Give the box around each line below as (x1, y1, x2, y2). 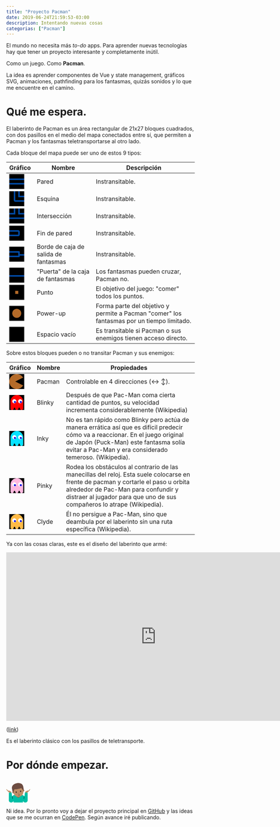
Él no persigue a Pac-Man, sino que (66, 510, 168, 518)
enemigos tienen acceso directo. (95, 334, 188, 342)
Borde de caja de (36, 243, 85, 251)
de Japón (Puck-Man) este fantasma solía (66, 438, 185, 446)
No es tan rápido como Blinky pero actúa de (66, 416, 190, 424)
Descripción (126, 164, 162, 172)
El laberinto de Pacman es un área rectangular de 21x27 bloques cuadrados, (6, 125, 194, 132)
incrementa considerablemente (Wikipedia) (66, 406, 188, 414)
